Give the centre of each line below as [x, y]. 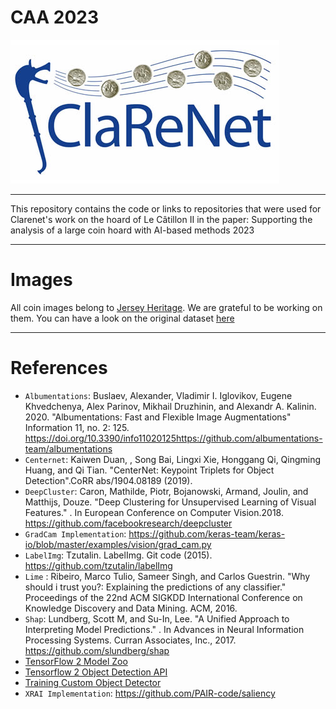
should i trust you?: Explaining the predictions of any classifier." [155, 587]
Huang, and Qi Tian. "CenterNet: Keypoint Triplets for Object [149, 470]
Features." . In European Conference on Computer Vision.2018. [154, 512]
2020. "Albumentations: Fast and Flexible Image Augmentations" [158, 417]
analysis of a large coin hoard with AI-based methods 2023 [132, 230]
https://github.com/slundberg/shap [97, 650]
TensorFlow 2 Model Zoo [76, 661]
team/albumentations [68, 448]
